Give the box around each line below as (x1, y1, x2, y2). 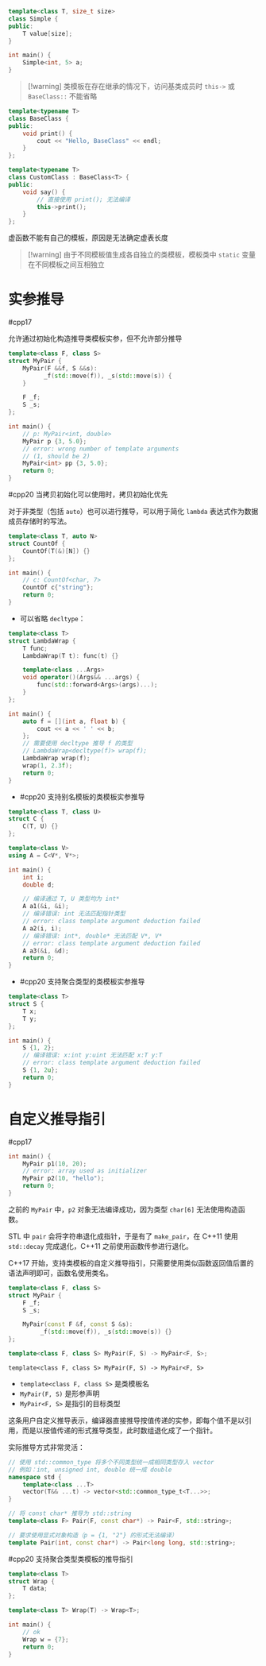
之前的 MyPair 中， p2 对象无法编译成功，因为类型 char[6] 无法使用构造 (8, 1204, 239, 1214)
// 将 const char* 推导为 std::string (8, 1509, 133, 1517)
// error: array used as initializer (22, 1167, 148, 1175)
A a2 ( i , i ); (22, 924, 62, 933)
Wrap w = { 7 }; (22, 1635, 69, 1644)
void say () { (22, 187, 66, 196)
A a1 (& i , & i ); (22, 903, 69, 910)
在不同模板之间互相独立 (27, 260, 105, 269)
